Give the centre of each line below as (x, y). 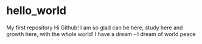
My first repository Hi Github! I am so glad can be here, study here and (95, 28)
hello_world (37, 11)
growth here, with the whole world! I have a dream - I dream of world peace (101, 34)
